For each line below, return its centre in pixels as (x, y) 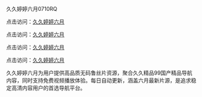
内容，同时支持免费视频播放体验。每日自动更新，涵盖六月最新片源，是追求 (99, 80)
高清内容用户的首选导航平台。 (48, 88)
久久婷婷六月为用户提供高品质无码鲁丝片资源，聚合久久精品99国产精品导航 (99, 73)
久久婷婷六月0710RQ (32, 9)
